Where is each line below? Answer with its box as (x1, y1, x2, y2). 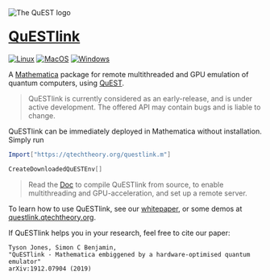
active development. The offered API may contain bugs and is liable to (27, 102, 261, 112)
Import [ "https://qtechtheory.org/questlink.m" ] (8, 150, 172, 159)
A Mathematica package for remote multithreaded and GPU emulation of (8, 69, 249, 79)
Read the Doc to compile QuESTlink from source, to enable (27, 179, 224, 189)
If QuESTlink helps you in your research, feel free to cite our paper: (8, 228, 231, 237)
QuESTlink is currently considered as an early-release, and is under (27, 93, 252, 103)
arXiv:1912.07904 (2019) (8, 265, 92, 273)
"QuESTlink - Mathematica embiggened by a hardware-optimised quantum (8, 250, 251, 258)
